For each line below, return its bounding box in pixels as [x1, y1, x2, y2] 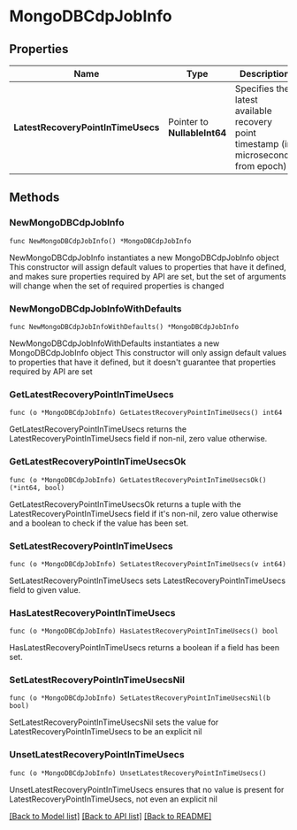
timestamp [234, 138, 279, 150]
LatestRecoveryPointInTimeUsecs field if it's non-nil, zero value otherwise [9, 508, 278, 519]
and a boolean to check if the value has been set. [9, 518, 189, 528]
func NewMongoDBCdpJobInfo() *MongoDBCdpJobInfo [9, 236, 192, 245]
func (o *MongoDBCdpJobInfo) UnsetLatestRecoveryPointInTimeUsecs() [9, 768, 267, 778]
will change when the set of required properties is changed [9, 281, 225, 291]
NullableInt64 [167, 127, 227, 139]
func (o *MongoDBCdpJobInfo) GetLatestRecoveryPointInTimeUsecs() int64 [9, 409, 283, 418]
